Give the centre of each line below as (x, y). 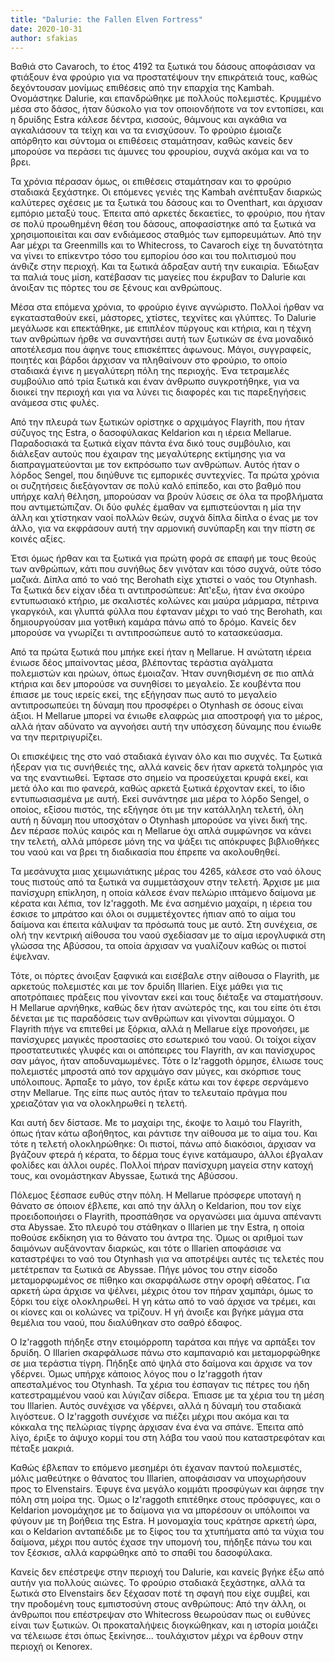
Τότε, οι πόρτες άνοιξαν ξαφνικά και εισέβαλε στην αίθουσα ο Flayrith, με (165, 976)
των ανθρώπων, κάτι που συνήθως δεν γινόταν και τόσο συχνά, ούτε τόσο (166, 569)
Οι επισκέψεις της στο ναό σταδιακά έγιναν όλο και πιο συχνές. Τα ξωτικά (166, 757)
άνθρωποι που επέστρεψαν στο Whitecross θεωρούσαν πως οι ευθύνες (160, 1615)
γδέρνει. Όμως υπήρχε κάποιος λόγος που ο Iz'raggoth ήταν (136, 1374)
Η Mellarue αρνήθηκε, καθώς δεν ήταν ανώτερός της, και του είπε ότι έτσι (166, 1008)
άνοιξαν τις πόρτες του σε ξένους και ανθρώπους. (116, 288)
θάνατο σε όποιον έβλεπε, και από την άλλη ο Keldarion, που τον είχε (156, 1206)
